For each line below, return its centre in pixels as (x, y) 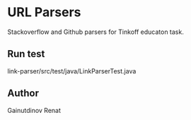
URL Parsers (44, 12)
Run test (26, 54)
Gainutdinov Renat (34, 110)
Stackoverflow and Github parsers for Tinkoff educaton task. (95, 32)
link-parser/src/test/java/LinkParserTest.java (72, 71)
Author (23, 94)
